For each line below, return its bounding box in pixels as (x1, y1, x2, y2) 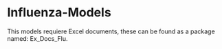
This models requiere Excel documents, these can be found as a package (7, 27, 215, 35)
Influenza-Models (7, 5, 111, 20)
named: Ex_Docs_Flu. (7, 34, 68, 42)
